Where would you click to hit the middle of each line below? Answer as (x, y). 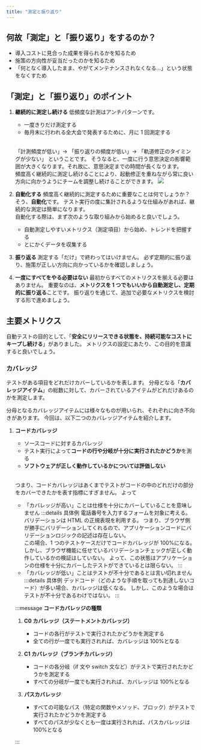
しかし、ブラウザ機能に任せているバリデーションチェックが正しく (105, 551)
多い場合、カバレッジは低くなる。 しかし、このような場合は (119, 588)
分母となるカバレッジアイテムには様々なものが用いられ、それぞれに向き (95, 410)
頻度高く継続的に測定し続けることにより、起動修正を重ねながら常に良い (104, 174)
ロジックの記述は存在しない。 (92, 536)
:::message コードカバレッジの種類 (58, 608)
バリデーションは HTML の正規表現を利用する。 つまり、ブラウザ (104, 521)
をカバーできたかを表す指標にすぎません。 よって (76, 492)
